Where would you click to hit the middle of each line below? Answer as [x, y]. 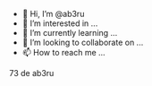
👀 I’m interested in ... [60, 23]
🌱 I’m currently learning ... [70, 33]
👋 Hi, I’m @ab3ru [53, 14]
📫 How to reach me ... [63, 52]
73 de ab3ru [32, 73]
